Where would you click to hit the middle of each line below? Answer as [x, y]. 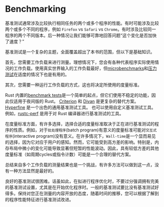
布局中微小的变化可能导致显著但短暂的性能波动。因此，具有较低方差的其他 [84, 148]
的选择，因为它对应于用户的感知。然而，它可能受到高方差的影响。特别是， [80, 142]
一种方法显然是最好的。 [33, 171]
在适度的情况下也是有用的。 [41, 74]
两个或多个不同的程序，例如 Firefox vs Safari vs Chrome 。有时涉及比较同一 [81, 29]
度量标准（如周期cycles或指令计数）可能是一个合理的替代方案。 [69, 154]
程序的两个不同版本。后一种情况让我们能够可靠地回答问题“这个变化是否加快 [81, 35]
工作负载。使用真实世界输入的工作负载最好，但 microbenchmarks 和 [81, 68]
